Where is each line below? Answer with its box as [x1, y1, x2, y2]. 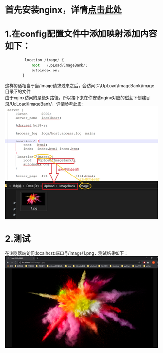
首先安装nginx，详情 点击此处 [5, 4, 122, 16]
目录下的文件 [5, 88, 31, 94]
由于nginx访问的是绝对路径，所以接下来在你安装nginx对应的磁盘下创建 [5, 94, 147, 100]
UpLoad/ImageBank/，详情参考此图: [11, 101, 83, 106]
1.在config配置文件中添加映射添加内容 [5, 29, 158, 39]
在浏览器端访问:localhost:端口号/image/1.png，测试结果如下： [5, 250, 129, 256]
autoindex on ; [31, 68, 60, 73]
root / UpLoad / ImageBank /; [31, 63, 88, 68]
